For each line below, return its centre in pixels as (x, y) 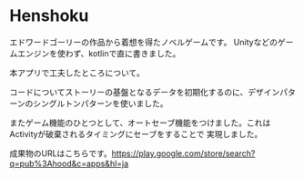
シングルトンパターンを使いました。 (101, 103)
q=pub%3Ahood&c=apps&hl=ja (69, 163)
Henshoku (49, 16)
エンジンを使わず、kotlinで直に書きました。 (99, 53)
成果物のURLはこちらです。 (61, 153)
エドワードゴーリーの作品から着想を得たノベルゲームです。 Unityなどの (143, 42)
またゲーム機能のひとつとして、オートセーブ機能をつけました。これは (140, 123)
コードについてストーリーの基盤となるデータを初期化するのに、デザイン (145, 92)
